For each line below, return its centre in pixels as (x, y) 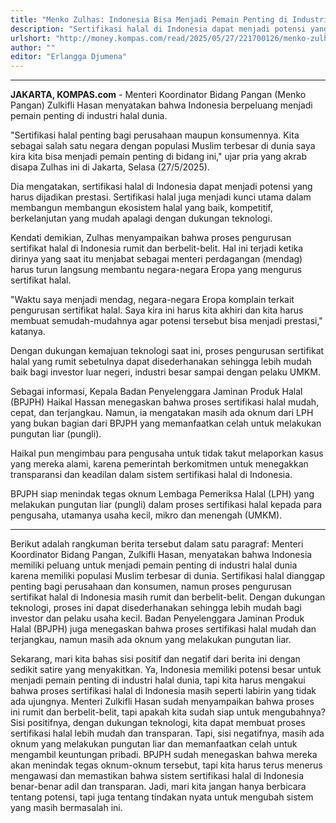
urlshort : (31, 38)
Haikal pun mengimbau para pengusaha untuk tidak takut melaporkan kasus (167, 453)
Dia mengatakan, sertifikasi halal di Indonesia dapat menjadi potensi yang (161, 187)
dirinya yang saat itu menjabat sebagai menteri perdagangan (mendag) (156, 259)
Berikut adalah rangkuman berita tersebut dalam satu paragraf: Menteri (157, 544)
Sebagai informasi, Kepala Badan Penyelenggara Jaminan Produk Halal (156, 392)
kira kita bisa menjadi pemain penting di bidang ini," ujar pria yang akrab (158, 157)
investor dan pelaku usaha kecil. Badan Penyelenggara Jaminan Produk (157, 618)
